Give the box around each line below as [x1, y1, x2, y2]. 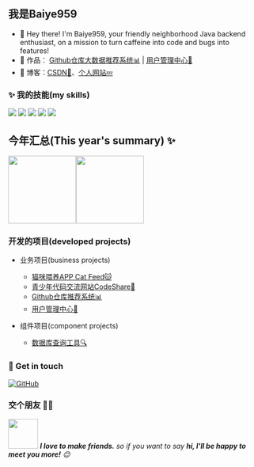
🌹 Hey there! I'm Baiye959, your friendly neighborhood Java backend [19, 28, 246, 38]
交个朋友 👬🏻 [8, 400, 54, 411]
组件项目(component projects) [19, 321, 119, 331]
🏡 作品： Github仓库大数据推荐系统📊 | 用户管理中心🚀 [19, 55, 193, 65]
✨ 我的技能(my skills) [8, 89, 90, 101]
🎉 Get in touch [8, 361, 63, 372]
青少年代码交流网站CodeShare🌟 [31, 282, 136, 291]
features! [19, 46, 50, 55]
